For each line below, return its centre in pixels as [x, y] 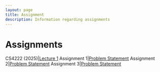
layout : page [19, 10]
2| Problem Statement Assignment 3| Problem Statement [63, 64]
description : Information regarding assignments [58, 19]
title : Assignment [25, 15]
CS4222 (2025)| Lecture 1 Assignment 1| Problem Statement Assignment [80, 58]
